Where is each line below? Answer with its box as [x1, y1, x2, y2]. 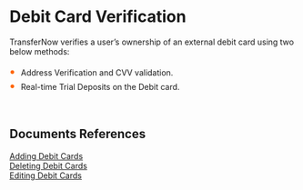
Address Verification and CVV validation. [21, 66, 174, 78]
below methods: [9, 45, 70, 56]
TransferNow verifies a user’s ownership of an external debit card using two [9, 36, 294, 47]
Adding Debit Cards [9, 150, 84, 161]
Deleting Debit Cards [9, 160, 88, 171]
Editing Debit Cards [9, 170, 82, 181]
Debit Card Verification [9, 6, 187, 27]
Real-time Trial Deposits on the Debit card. [21, 81, 180, 92]
